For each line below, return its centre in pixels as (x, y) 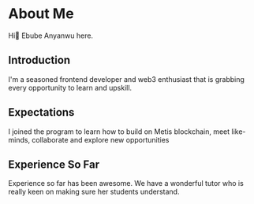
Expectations (41, 112)
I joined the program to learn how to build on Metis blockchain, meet (119, 132)
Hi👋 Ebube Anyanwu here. (50, 35)
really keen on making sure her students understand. (94, 192)
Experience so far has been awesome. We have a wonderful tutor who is (126, 184)
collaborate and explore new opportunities (100, 139)
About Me (41, 14)
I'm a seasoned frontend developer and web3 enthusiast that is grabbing (126, 79)
